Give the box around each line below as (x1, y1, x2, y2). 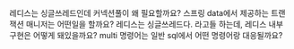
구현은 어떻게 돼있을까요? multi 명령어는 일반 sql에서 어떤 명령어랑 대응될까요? (9, 30, 283, 40)
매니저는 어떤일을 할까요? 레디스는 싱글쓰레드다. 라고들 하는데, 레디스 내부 (25, 19, 284, 29)
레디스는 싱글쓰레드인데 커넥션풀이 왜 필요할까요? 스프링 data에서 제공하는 (9, 8, 269, 18)
